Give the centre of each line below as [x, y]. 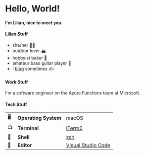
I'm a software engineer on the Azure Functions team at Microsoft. [73, 93]
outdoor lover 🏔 [29, 51]
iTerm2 [74, 128]
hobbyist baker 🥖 [30, 58]
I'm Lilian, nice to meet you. [34, 22]
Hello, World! [33, 9]
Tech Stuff [16, 104]
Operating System [40, 118]
